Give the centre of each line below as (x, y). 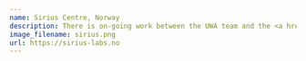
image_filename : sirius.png (63, 34)
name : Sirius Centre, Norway (65, 17)
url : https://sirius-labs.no (65, 43)
